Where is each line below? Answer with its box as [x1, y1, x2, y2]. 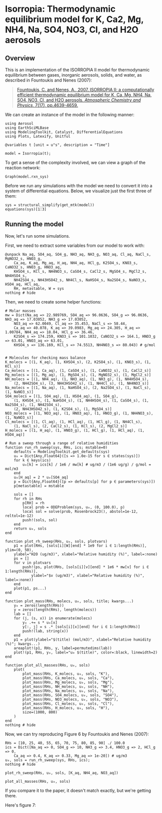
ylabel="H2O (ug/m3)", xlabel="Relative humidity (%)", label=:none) [14, 551, 158, 557]
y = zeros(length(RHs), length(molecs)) [14, 607, 97, 612]
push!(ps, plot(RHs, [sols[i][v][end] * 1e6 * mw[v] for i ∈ [22, 565, 149, 569]
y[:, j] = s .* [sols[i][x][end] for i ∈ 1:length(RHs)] [22, 624, 140, 629]
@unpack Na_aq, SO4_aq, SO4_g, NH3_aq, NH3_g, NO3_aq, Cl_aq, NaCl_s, [5, 252, 151, 257]
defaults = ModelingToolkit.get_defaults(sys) [14, 449, 110, 454]
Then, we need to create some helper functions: [5, 299, 102, 305]
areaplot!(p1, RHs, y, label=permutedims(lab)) [14, 646, 112, 650]
